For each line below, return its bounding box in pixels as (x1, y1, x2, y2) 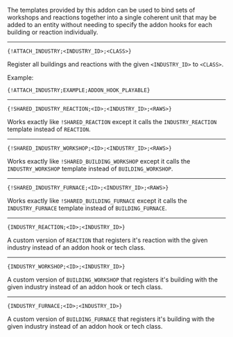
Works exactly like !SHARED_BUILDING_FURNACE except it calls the (7, 197, 187, 205)
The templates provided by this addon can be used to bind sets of (7, 6, 196, 14)
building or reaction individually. (7, 28, 98, 36)
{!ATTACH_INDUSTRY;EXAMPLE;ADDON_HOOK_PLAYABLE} (7, 87, 150, 94)
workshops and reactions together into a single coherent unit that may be (7, 13, 217, 21)
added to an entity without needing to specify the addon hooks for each (7, 21, 213, 28)
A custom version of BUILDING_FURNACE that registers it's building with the (7, 315, 215, 323)
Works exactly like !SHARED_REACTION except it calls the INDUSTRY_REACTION (7, 118, 217, 126)
